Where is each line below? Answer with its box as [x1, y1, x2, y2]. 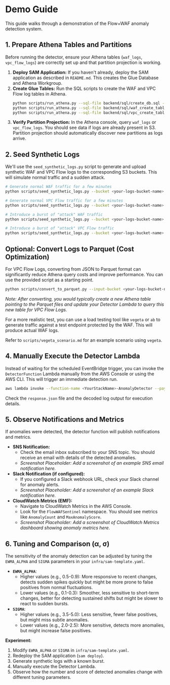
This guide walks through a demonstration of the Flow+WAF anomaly [5, 20, 149, 26]
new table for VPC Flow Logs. [5, 306, 67, 313]
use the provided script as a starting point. [5, 277, 94, 283]
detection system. [5, 25, 43, 31]
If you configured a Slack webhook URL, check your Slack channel [20, 476, 159, 482]
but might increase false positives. [20, 628, 92, 634]
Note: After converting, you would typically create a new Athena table [5, 296, 151, 302]
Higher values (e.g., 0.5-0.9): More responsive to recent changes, [20, 574, 157, 580]
